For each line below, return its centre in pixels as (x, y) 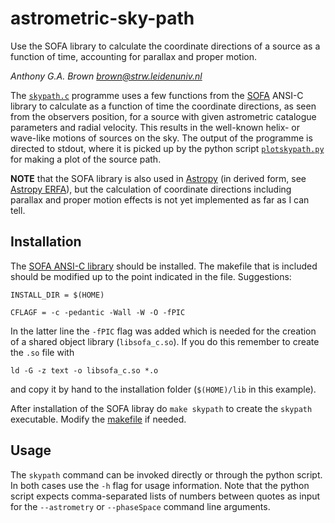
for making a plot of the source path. (86, 159)
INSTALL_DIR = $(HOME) (57, 295)
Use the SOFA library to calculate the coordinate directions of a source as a (165, 46)
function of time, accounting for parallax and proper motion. (133, 56)
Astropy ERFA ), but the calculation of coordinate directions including (151, 189)
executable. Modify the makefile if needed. (98, 419)
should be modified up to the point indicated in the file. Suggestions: (151, 276)
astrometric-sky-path (102, 18)
